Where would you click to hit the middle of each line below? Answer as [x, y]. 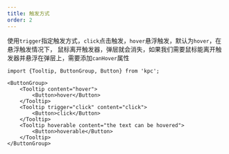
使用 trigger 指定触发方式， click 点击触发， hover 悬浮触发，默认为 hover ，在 [114, 40]
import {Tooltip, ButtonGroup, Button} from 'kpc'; [83, 71]
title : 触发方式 [28, 13]
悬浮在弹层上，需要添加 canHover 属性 [77, 58]
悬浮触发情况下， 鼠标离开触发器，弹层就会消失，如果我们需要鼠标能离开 [111, 49]
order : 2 [20, 20]
